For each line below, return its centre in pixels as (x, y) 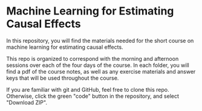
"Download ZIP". (27, 102)
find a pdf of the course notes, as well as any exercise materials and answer (101, 71)
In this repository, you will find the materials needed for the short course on (100, 40)
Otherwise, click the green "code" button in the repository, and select (93, 96)
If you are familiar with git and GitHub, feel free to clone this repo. (88, 89)
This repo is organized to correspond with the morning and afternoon (93, 59)
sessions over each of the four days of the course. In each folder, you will (98, 65)
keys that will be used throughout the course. (63, 78)
